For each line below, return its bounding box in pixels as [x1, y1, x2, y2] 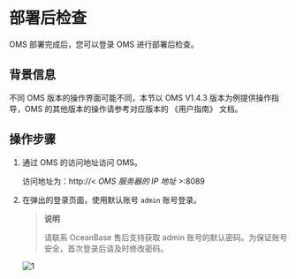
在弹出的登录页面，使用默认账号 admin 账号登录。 [21, 194, 201, 205]
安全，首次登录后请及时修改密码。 [43, 243, 169, 253]
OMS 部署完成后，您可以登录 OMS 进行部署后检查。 [9, 39, 199, 49]
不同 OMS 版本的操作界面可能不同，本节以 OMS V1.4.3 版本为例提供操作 [9, 92, 272, 102]
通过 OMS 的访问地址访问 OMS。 [21, 156, 143, 168]
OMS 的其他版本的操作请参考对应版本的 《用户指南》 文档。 [24, 103, 243, 114]
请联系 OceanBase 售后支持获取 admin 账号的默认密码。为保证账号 [43, 231, 288, 243]
